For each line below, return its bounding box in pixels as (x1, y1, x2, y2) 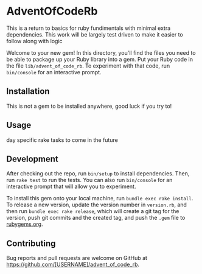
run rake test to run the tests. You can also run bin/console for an (6, 177, 173, 184)
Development (6, 153, 59, 164)
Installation (6, 86, 50, 97)
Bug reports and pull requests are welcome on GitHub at (6, 255, 148, 262)
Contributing (6, 238, 56, 248)
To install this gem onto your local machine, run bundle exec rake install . (6, 195, 193, 202)
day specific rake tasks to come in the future (6, 136, 119, 144)
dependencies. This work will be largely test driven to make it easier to (6, 30, 184, 38)
